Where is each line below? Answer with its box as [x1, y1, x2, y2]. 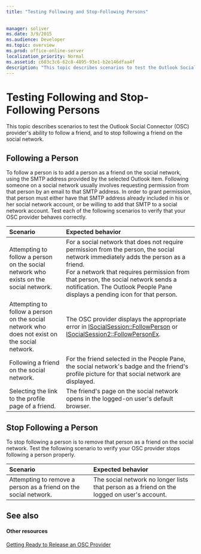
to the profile [9, 395, 45, 403]
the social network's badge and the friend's [66, 362, 188, 371]
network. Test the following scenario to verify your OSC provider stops [6, 444, 181, 451]
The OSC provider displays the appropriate [66, 315, 187, 324]
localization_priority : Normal [6, 53, 84, 59]
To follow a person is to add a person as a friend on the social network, [6, 169, 181, 176]
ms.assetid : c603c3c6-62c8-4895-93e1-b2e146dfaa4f [6, 59, 135, 65]
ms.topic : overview [6, 43, 55, 49]
